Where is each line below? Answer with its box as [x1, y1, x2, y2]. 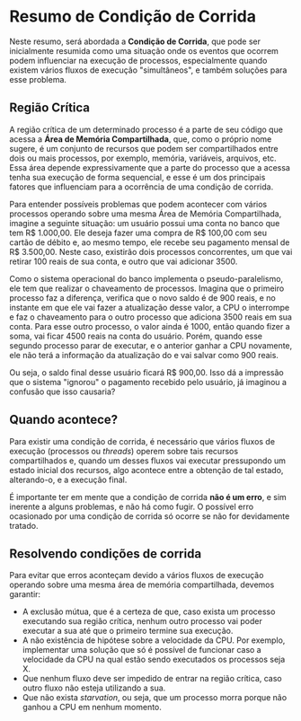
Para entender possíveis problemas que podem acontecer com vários [9, 198, 268, 209]
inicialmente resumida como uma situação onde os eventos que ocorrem [9, 45, 279, 56]
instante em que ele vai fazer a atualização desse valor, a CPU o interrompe [9, 302, 290, 312]
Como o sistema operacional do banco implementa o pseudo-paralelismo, [9, 273, 284, 284]
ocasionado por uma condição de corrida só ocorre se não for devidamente [9, 510, 290, 522]
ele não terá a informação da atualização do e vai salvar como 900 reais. [9, 349, 279, 360]
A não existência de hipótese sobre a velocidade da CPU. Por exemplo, [22, 635, 286, 646]
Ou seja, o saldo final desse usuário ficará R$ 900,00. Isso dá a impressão [9, 366, 285, 378]
